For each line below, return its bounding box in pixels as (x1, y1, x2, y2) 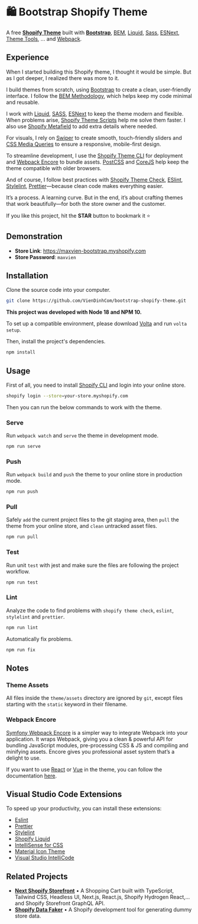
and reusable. (6, 98, 40, 106)
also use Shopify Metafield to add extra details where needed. (6, 123, 158, 130)
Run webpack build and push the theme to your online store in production (6, 471, 183, 478)
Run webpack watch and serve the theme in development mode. (6, 432, 159, 439)
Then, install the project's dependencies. (6, 338, 106, 345)
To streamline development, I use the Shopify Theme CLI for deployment (6, 152, 183, 159)
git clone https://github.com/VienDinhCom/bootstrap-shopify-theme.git (6, 298, 186, 304)
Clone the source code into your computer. (6, 286, 111, 294)
